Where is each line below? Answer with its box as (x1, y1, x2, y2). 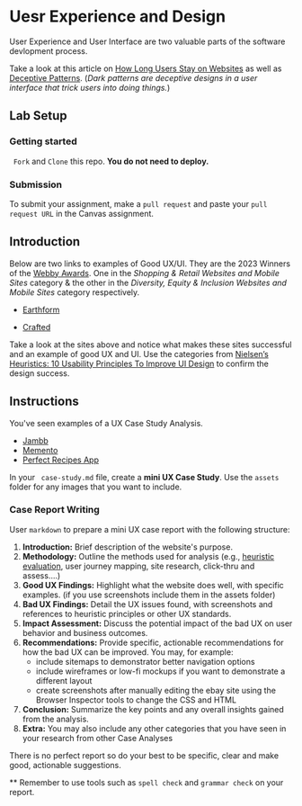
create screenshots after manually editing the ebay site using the (35, 685, 277, 695)
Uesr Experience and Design (9, 6, 226, 27)
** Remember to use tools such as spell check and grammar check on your (9, 776, 284, 788)
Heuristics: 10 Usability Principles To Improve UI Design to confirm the (9, 358, 270, 369)
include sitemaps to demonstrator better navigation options (35, 656, 255, 667)
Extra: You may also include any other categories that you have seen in (22, 722, 287, 734)
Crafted (22, 321, 51, 332)
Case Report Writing (9, 504, 101, 516)
